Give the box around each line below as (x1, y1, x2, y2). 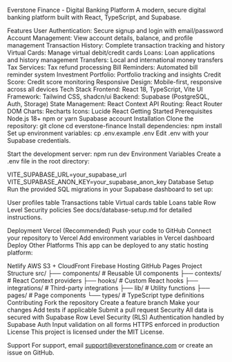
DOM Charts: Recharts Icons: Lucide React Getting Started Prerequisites (7, 107, 213, 115)
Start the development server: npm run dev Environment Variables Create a (7, 150, 221, 158)
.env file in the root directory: (7, 157, 90, 165)
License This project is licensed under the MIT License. (7, 328, 164, 336)
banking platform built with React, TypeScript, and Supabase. (7, 13, 182, 21)
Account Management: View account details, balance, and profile (7, 34, 193, 42)
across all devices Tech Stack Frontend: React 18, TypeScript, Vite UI (7, 86, 204, 93)
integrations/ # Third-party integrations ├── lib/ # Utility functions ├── (7, 284, 211, 292)
